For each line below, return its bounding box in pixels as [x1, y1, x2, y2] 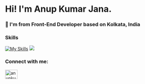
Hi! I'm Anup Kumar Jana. [5, 3, 112, 15]
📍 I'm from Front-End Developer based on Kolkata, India [5, 21, 141, 28]
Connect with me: [5, 58, 49, 65]
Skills [5, 34, 19, 41]
